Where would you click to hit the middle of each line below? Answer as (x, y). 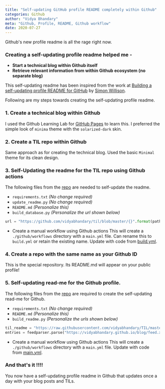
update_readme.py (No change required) (52, 202)
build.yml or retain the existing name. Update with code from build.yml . (84, 241)
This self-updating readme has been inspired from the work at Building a (79, 85)
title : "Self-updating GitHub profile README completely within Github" (81, 10)
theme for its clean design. (32, 158)
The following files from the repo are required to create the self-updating (79, 293)
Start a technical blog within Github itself (55, 65)
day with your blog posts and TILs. (40, 381)
